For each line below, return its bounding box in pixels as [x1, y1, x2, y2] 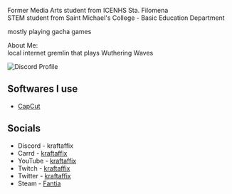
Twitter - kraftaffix [17, 171, 71, 180]
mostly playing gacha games [7, 28, 92, 36]
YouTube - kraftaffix [17, 156, 77, 165]
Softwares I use [7, 83, 78, 95]
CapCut [17, 102, 41, 110]
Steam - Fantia [17, 179, 61, 188]
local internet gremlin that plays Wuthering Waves [7, 49, 154, 57]
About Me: [7, 41, 38, 49]
